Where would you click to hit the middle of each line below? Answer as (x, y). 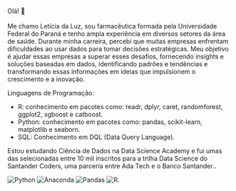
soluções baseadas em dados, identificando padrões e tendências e (108, 64)
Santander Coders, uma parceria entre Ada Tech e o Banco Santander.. (112, 166)
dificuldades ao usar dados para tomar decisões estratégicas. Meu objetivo (118, 49)
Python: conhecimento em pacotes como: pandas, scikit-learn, (110, 122)
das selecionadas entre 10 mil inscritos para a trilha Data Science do (108, 158)
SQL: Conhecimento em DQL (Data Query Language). (96, 137)
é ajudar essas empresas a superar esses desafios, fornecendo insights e (116, 56)
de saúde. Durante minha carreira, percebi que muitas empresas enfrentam (118, 41)
